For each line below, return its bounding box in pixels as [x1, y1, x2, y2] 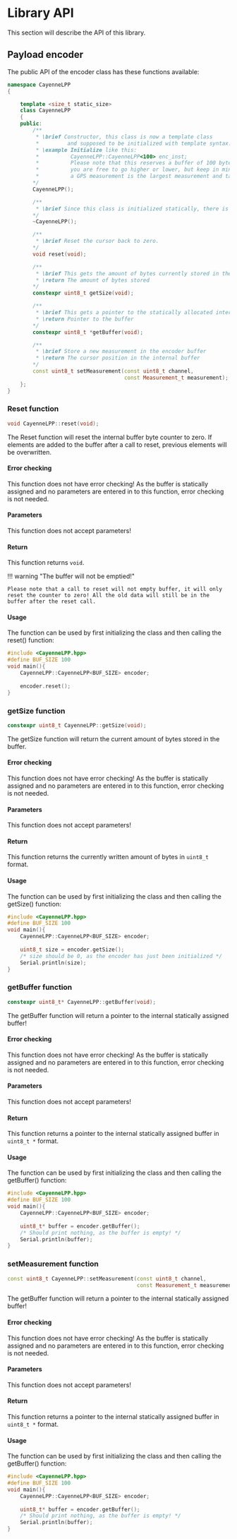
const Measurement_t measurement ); [123, 374, 229, 381]
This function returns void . [7, 558, 85, 567]
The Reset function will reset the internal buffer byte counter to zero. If [7, 433, 212, 441]
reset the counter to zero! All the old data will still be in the [7, 592, 210, 599]
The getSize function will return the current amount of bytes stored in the [7, 734, 220, 743]
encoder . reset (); [20, 683, 71, 690]
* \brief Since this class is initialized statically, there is [35, 205, 229, 212]
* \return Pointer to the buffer [35, 316, 134, 323]
